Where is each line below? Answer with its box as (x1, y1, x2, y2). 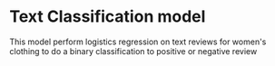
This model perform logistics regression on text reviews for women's (9, 36, 267, 47)
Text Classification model (9, 6, 206, 27)
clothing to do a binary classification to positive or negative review (9, 45, 258, 56)
